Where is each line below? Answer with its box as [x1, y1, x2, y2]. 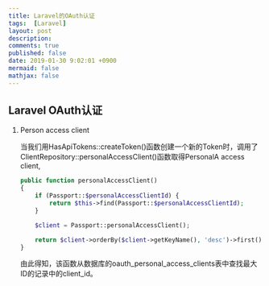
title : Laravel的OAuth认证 [8, 11, 95, 20]
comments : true [8, 42, 60, 50]
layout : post [8, 27, 52, 35]
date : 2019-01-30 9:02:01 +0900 [8, 57, 117, 65]
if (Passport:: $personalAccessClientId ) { [35, 192, 180, 200]
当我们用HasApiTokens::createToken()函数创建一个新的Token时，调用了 [19, 142, 259, 151]
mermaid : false [8, 64, 60, 73]
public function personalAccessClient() [19, 176, 158, 185]
